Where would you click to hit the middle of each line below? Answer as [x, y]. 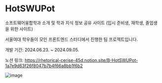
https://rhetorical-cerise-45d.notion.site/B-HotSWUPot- [81, 60]
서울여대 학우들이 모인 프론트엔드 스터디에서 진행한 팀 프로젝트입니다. [71, 39]
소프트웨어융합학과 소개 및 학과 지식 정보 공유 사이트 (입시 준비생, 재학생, [75, 23]
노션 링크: [14, 60]
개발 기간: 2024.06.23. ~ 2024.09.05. [42, 50]
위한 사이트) [22, 29]
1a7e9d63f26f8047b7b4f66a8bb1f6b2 [44, 66]
